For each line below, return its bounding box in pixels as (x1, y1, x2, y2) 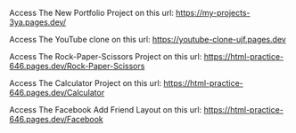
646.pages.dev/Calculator (9, 88, 105, 98)
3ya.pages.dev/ (9, 17, 67, 27)
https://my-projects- (175, 8, 251, 18)
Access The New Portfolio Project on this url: (9, 8, 174, 18)
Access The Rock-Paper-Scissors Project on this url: (9, 51, 202, 61)
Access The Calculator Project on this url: (9, 78, 162, 88)
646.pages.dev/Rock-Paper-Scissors (9, 61, 145, 71)
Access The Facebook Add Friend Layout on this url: (9, 105, 202, 114)
